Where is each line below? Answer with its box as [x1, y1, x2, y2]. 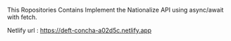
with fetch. [7, 13, 38, 21]
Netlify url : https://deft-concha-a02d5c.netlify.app [7, 27, 152, 34]
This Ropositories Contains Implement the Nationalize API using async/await [7, 6, 224, 14]
